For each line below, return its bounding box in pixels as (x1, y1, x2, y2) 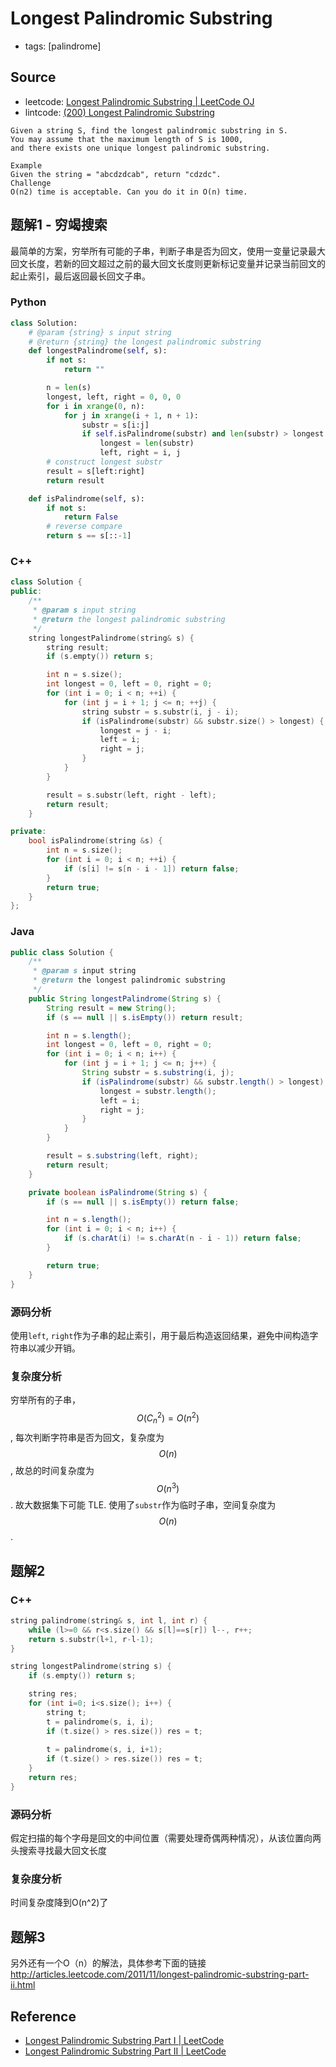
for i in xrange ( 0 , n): (46, 401, 145, 411)
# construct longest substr (46, 457, 163, 467)
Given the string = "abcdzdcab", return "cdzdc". (10, 169, 222, 179)
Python (10, 295, 47, 309)
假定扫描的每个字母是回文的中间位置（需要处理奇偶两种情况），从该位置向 (10, 1832, 313, 1844)
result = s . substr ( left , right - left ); (46, 790, 217, 800)
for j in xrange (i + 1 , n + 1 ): (63, 410, 199, 421)
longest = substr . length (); (99, 1086, 217, 1096)
